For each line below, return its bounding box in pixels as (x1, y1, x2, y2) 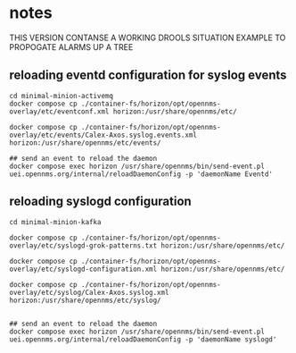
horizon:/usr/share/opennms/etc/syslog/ (9, 296, 162, 305)
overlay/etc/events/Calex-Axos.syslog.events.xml (9, 130, 198, 139)
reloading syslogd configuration (9, 194, 192, 209)
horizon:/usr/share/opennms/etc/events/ (9, 138, 162, 147)
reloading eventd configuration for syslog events (9, 68, 287, 83)
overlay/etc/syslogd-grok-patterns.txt (9, 240, 158, 250)
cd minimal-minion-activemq (9, 91, 114, 100)
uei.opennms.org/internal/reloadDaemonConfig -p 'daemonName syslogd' (9, 334, 277, 344)
